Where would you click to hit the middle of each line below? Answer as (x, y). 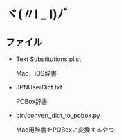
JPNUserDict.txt (39, 87)
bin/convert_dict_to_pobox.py (58, 115)
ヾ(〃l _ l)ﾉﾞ (38, 14)
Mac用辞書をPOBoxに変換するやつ (65, 130)
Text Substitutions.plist (48, 59)
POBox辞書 (32, 102)
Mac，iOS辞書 (36, 73)
